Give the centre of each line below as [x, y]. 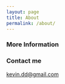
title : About [23, 18]
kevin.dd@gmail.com [32, 74]
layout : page [23, 12]
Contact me [24, 61]
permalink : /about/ [31, 23]
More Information [32, 44]
